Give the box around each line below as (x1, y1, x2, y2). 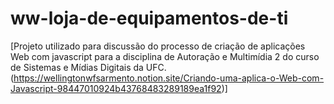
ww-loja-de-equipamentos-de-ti (10, 7, 289, 30)
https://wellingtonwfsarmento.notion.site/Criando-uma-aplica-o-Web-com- (13, 72, 325, 84)
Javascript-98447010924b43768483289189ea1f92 (10, 82, 222, 94)
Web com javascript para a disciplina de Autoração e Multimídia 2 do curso (10, 50, 320, 62)
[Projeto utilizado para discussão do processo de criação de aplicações (10, 40, 306, 52)
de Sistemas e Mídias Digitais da (10, 61, 144, 73)
